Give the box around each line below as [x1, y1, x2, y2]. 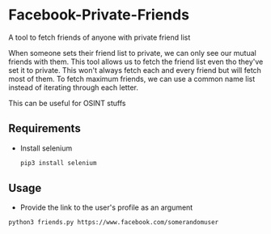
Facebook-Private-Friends [8, 6, 190, 24]
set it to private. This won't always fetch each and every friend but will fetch [8, 65, 261, 74]
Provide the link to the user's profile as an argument [19, 202, 193, 212]
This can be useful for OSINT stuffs [8, 98, 127, 108]
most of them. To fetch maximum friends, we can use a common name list [8, 74, 256, 83]
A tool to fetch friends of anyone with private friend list [8, 32, 191, 42]
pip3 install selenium [19, 159, 97, 167]
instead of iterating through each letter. [8, 83, 139, 92]
